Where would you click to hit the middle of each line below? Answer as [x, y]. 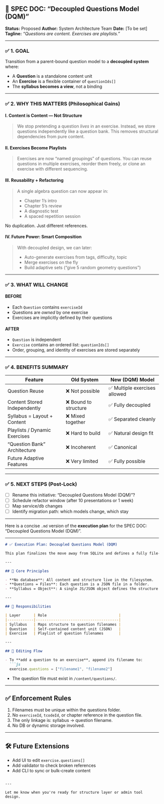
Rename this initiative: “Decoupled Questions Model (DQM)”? [73, 495]
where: [12, 67]
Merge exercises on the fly [51, 262]
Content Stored [25, 402]
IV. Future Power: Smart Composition [43, 237]
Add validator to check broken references [54, 765]
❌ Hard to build [83, 433]
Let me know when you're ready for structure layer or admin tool [74, 793]
